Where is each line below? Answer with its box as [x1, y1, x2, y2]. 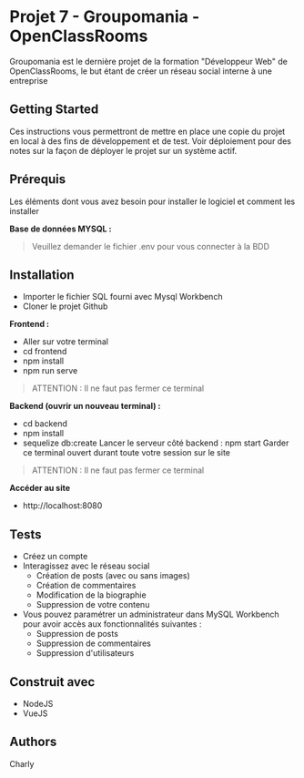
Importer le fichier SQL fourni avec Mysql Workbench [22, 292, 223, 302]
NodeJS [22, 699, 54, 709]
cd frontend [22, 346, 67, 357]
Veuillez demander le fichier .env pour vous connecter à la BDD [31, 241, 270, 251]
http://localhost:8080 [22, 500, 103, 511]
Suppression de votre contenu [35, 599, 150, 610]
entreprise [9, 75, 48, 86]
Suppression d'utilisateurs [35, 648, 135, 659]
